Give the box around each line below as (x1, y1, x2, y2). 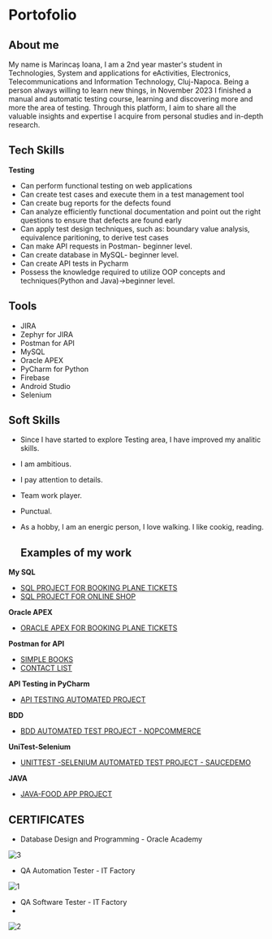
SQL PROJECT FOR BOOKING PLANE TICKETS (19, 583, 178, 593)
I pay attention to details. (19, 475, 103, 485)
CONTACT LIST (19, 664, 73, 673)
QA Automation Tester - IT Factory (19, 866, 136, 876)
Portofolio (8, 6, 77, 24)
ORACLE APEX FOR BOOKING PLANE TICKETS (19, 623, 178, 633)
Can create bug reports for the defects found (19, 197, 171, 208)
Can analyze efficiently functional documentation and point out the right (19, 206, 261, 216)
